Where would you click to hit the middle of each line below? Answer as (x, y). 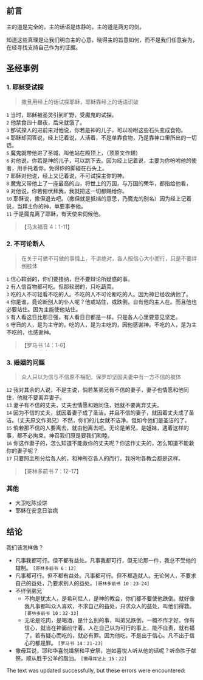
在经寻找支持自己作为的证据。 (43, 47)
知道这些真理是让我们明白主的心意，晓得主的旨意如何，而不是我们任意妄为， (102, 40)
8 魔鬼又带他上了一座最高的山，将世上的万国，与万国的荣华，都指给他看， (99, 183)
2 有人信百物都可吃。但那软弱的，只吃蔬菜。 (62, 286)
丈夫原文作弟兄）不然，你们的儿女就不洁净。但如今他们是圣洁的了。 (105, 420)
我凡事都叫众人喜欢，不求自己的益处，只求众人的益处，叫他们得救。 (109, 606)
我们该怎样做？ (25, 548)
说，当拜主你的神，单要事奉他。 (46, 206)
